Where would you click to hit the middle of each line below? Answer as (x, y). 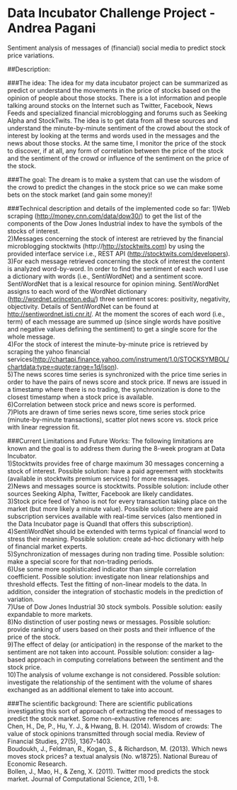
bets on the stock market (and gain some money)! (80, 194)
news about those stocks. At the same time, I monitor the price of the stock (117, 143)
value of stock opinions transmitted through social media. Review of (106, 733)
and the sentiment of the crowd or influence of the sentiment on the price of (118, 158)
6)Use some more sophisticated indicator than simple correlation (102, 569)
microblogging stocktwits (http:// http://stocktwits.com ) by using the (106, 246)
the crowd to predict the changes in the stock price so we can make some (115, 187)
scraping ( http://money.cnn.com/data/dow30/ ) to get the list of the (104, 216)
